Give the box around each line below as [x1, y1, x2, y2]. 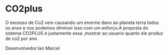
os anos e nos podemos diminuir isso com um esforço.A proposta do [5, 24, 149, 30]
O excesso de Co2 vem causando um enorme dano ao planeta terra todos [5, 19, 159, 25]
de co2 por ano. [5, 35, 39, 41]
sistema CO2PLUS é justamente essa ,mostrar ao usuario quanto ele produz [5, 30, 163, 36]
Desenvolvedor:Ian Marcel [5, 45, 60, 51]
